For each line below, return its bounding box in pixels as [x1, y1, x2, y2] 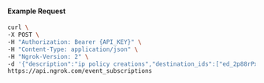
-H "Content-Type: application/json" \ [7, 45, 139, 53]
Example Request [7, 6, 66, 16]
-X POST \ [7, 31, 40, 39]
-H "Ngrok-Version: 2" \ [7, 52, 89, 60]
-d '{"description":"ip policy [7, 60, 110, 68]
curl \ [7, 23, 29, 31]
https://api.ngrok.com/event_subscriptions [7, 67, 153, 75]
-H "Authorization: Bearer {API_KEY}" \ [7, 38, 143, 46]
